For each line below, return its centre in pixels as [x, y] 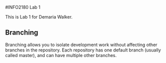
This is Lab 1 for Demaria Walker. [39, 17]
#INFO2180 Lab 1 [23, 7]
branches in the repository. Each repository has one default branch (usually [83, 50]
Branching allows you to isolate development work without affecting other [81, 44]
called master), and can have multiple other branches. [61, 55]
